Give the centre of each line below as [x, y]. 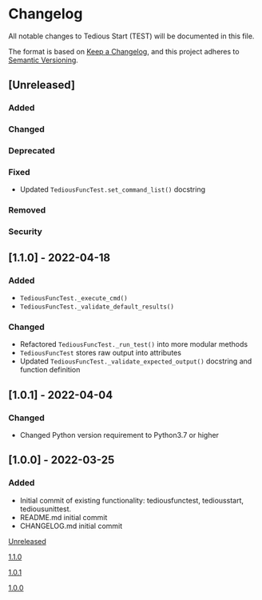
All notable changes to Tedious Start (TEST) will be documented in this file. [131, 36]
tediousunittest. [46, 509]
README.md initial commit [64, 517]
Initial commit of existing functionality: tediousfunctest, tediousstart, [131, 500]
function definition [50, 370]
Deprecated [32, 151]
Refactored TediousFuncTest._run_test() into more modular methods [134, 344]
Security [25, 232]
